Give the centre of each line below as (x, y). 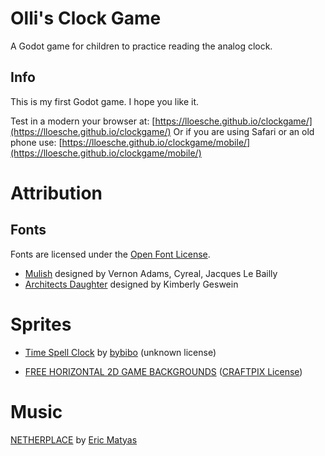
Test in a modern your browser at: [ (83, 121)
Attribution (56, 193)
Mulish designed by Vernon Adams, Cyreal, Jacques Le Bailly (151, 273)
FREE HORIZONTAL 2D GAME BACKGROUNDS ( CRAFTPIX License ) (163, 371)
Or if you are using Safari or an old (244, 131)
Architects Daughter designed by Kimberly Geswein (131, 284)
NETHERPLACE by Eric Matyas (74, 439)
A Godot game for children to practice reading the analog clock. (141, 46)
